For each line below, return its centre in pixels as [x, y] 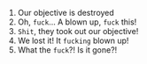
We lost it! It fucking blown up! [73, 40]
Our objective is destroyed [66, 13]
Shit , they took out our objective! [78, 31]
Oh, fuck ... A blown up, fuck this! [77, 22]
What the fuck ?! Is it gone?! [67, 50]
